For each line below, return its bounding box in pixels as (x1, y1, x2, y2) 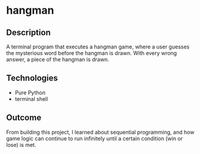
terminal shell (14, 95, 48, 102)
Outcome (6, 113, 42, 123)
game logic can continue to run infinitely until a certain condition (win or (6, 135, 183, 142)
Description (6, 27, 51, 38)
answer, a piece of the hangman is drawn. (6, 56, 109, 63)
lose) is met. (6, 141, 36, 148)
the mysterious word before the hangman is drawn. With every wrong (6, 50, 177, 57)
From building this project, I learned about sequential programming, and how (6, 128, 195, 135)
